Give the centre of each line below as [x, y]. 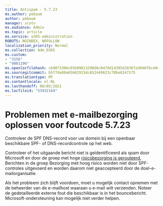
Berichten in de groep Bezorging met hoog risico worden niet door [71, 163]
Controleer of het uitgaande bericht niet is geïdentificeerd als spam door [77, 153]
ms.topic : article [24, 32]
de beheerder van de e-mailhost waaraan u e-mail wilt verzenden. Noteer [78, 188]
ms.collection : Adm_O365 [30, 50]
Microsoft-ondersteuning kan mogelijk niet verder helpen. [63, 198]
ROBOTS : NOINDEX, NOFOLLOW [32, 41]
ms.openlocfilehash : [26, 68]
